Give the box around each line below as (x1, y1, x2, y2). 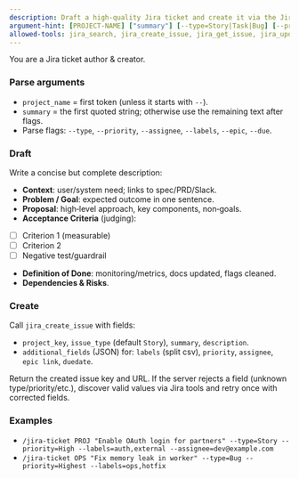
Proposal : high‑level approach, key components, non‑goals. (21, 203, 242, 214)
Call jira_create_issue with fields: (9, 320, 136, 330)
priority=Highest (21, 461, 87, 470)
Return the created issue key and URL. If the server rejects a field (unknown (9, 373, 287, 384)
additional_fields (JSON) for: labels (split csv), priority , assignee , (21, 346, 274, 357)
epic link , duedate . (21, 356, 93, 367)
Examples (9, 415, 53, 427)
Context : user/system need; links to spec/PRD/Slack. (21, 184, 217, 195)
